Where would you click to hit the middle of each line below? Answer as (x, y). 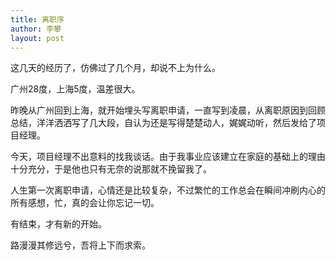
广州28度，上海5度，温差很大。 (75, 89)
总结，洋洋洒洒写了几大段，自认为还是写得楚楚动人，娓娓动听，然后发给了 (163, 123)
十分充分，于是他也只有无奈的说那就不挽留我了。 (111, 169)
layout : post (37, 38)
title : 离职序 (37, 19)
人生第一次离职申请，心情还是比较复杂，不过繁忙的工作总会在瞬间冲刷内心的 (168, 190)
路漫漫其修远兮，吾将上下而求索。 (80, 245)
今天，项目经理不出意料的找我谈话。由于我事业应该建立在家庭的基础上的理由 (168, 157)
